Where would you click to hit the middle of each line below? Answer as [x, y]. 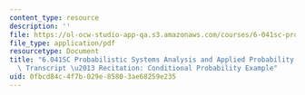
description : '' [40, 26]
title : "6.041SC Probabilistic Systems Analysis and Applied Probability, [154, 60]
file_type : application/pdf [63, 43]
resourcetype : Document [54, 52]
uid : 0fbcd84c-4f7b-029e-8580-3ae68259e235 [93, 77]
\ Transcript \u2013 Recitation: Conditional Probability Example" [148, 69]
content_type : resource [54, 18]
